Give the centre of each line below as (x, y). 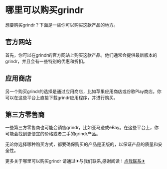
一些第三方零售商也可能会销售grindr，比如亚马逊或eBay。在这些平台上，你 (82, 128)
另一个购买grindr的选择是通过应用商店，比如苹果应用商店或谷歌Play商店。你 (83, 91)
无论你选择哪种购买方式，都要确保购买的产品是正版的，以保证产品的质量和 (82, 144)
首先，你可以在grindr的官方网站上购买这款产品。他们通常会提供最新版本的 (81, 55)
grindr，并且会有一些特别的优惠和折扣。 (46, 61)
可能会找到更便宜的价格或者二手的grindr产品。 (53, 134)
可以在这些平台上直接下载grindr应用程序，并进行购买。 (62, 97)
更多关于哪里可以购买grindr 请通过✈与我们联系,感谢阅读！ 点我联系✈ (75, 161)
